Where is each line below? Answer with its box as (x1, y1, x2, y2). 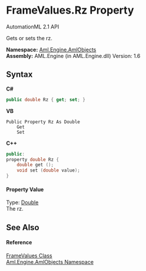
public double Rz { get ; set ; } (6, 96, 85, 102)
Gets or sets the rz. (6, 34, 53, 41)
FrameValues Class (6, 252, 52, 259)
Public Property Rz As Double (6, 119, 81, 125)
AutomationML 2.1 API (6, 23, 59, 30)
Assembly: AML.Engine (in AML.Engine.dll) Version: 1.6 (6, 52, 141, 59)
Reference (6, 239, 32, 246)
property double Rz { (6, 156, 59, 163)
